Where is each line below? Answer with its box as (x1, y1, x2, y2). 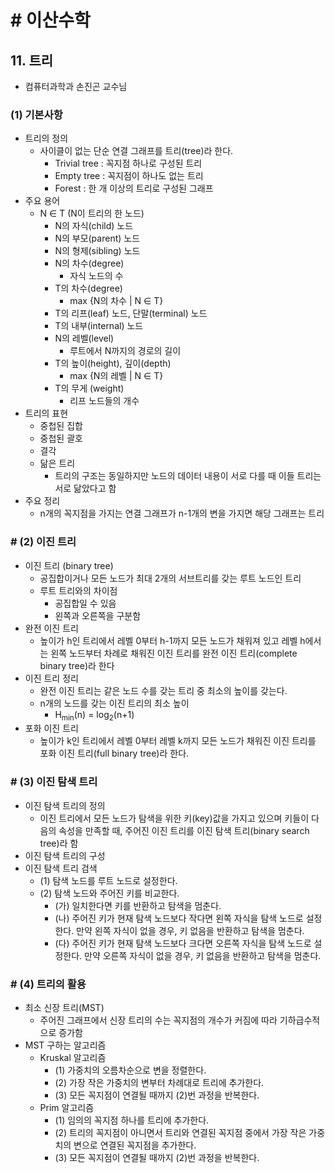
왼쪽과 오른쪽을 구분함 (54, 609, 142, 621)
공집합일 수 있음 (54, 597, 117, 609)
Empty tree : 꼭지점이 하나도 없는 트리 (54, 170, 204, 182)
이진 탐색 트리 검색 (24, 862, 98, 874)
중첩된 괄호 (39, 432, 83, 445)
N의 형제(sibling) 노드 (54, 245, 141, 257)
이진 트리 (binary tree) (24, 559, 114, 571)
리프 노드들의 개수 (69, 395, 140, 407)
